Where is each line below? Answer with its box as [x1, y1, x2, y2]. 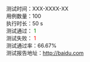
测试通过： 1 [6, 27, 36, 34]
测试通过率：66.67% [6, 42, 57, 49]
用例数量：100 [6, 12, 42, 19]
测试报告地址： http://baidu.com [6, 50, 84, 56]
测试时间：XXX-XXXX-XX [6, 5, 69, 12]
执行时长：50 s [6, 20, 44, 27]
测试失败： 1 [6, 35, 36, 41]
